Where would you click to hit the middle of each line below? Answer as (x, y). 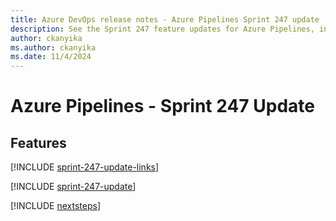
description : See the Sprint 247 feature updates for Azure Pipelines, (162, 29)
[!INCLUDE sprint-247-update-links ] (85, 167)
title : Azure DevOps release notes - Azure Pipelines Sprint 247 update (165, 19)
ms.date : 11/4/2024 (51, 57)
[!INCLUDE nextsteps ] (56, 206)
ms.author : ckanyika (53, 47)
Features (38, 142)
